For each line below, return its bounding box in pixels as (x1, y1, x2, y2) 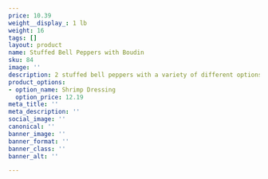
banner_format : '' (8, 137, 69, 146)
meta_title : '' (8, 100, 59, 108)
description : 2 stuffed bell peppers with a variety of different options (8, 71, 262, 79)
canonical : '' (8, 123, 56, 130)
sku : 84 (8, 56, 34, 64)
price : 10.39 (8, 11, 52, 20)
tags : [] (8, 33, 37, 42)
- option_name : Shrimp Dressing (8, 85, 116, 94)
